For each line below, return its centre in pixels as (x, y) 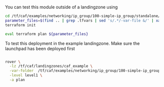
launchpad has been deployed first (40, 48)
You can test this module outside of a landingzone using (61, 7)
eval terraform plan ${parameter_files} (47, 34)
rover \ (13, 62)
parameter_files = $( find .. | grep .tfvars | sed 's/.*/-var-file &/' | (79, 21)
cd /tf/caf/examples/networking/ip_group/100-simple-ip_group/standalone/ (83, 16)
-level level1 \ (26, 75)
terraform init (20, 25)
